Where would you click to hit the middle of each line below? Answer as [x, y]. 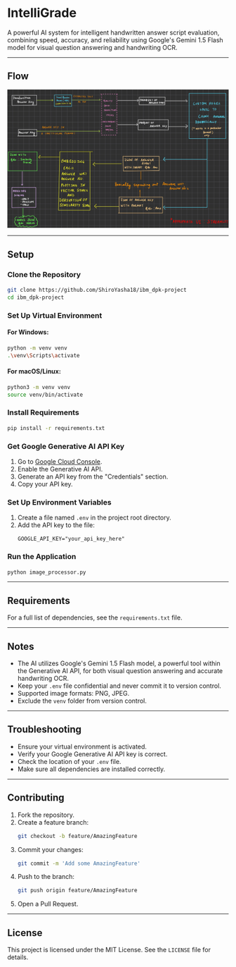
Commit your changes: [50, 849]
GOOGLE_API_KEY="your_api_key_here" [71, 539]
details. [18, 957]
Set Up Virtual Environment [55, 315]
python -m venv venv [38, 348]
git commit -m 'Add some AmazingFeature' [79, 863]
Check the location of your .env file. [69, 761]
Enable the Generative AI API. [60, 469]
